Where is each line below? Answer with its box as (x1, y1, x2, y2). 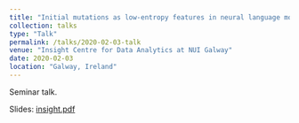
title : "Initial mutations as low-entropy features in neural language (9, 12, 280, 22)
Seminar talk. (9, 86, 58, 97)
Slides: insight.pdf (9, 104, 76, 114)
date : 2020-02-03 (9, 54, 74, 63)
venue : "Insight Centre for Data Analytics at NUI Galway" (9, 46, 233, 55)
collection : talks (9, 21, 77, 30)
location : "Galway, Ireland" (9, 63, 117, 72)
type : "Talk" (9, 29, 58, 38)
